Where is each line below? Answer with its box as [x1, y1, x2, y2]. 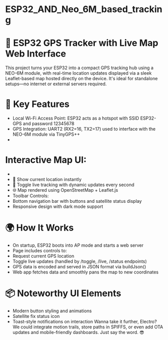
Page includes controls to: [12, 247, 67, 253]
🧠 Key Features [5, 98, 70, 110]
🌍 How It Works [5, 222, 74, 234]
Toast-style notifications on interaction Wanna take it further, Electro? [12, 318, 157, 324]
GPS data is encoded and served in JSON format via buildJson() [12, 263, 146, 269]
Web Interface [5, 48, 67, 60]
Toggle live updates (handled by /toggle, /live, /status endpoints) [12, 258, 147, 264]
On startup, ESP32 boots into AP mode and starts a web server [12, 242, 144, 248]
